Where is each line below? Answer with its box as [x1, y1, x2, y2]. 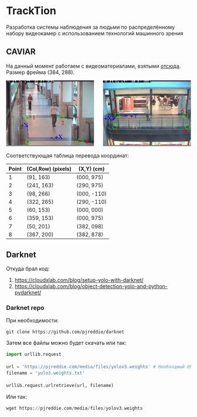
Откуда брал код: [6, 265, 50, 273]
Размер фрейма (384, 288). [6, 69, 75, 76]
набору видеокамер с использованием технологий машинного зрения [6, 29, 184, 36]
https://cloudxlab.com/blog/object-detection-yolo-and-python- [14, 283, 168, 290]
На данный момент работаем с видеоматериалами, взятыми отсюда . [6, 62, 181, 69]
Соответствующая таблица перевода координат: [6, 152, 129, 159]
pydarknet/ [14, 289, 42, 296]
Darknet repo [6, 304, 45, 312]
